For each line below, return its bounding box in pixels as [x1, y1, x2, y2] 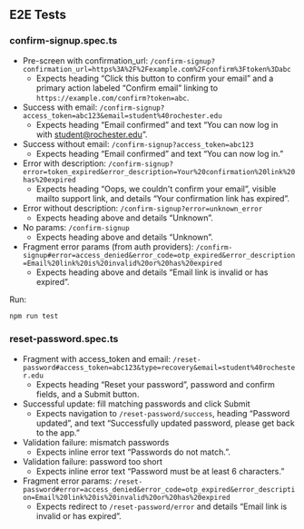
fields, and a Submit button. [35, 388, 140, 399]
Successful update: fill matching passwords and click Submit [22, 398, 250, 409]
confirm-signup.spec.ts [9, 34, 118, 47]
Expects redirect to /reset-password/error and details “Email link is [35, 501, 288, 512]
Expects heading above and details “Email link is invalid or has [35, 267, 269, 278]
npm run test [9, 311, 59, 320]
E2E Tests [9, 7, 66, 23]
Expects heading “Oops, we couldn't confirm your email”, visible [35, 183, 277, 194]
